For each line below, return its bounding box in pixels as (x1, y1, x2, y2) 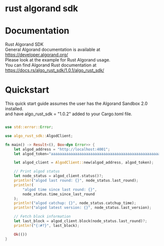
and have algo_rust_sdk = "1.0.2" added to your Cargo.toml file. (5, 111, 133, 117)
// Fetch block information (14, 214, 71, 219)
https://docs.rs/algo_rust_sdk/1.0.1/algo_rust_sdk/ (5, 67, 104, 73)
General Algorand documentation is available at (5, 47, 101, 53)
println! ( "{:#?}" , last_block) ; (14, 223, 80, 228)
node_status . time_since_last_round (22, 191, 95, 197)
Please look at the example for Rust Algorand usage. (5, 57, 111, 63)
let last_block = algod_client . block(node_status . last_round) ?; (14, 219, 147, 224)
